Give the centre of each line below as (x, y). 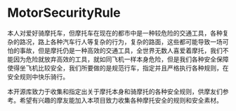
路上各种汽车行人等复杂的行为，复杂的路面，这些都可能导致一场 (130, 42)
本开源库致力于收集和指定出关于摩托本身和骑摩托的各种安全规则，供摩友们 (115, 91)
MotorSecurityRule (64, 13)
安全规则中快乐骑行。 (38, 76)
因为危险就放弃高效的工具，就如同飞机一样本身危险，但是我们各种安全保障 (121, 59)
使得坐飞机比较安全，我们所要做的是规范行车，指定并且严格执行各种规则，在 (118, 68)
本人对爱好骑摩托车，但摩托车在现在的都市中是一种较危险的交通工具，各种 (115, 33)
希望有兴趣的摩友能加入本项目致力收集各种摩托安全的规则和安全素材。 (121, 100)
